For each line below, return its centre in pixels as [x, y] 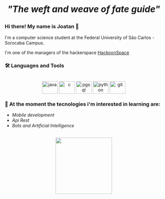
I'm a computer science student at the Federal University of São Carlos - [80, 37]
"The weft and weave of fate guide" [84, 9]
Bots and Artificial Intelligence [43, 126]
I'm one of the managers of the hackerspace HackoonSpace [67, 52]
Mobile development [33, 115]
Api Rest [21, 120]
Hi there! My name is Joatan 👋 [42, 27]
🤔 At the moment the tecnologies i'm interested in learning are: [83, 104]
